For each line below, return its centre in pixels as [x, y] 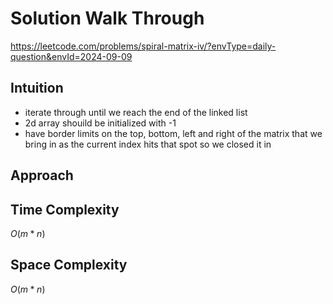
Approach [42, 175]
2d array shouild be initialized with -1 [100, 123]
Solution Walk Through [107, 18]
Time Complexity [65, 209]
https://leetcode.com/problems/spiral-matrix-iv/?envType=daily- [143, 46]
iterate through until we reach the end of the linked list [136, 112]
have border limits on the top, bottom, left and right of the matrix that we [173, 133]
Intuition [37, 88]
